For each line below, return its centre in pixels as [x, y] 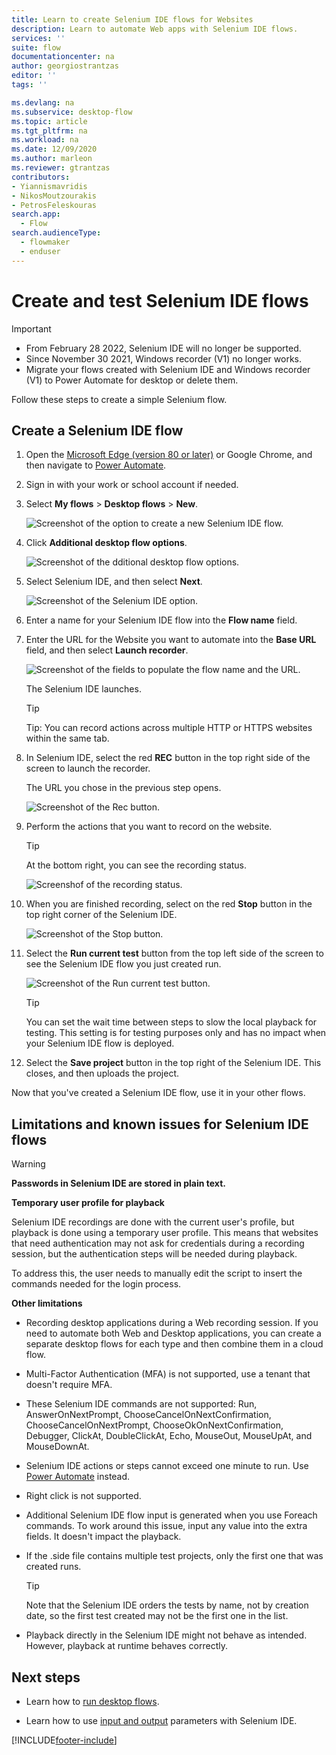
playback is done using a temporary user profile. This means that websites [165, 1233]
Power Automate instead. [78, 1477]
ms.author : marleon [52, 159]
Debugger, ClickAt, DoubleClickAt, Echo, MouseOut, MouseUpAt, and [169, 1436]
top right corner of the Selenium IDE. [101, 915]
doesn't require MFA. [69, 1385]
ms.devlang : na [43, 102]
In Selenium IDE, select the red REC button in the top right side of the [168, 758]
